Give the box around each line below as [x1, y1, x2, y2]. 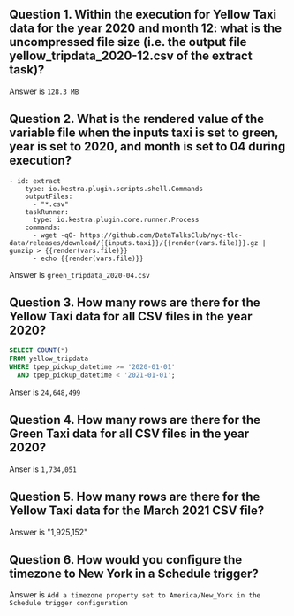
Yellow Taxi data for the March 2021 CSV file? [9, 504, 265, 519]
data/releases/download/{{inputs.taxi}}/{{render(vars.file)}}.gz [9, 238, 259, 247]
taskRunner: [25, 207, 69, 216]
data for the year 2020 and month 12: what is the [9, 21, 283, 36]
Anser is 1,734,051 [9, 464, 77, 474]
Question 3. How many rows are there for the [9, 296, 260, 311]
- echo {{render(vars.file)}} [32, 254, 144, 263]
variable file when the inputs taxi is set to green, [9, 126, 279, 141]
